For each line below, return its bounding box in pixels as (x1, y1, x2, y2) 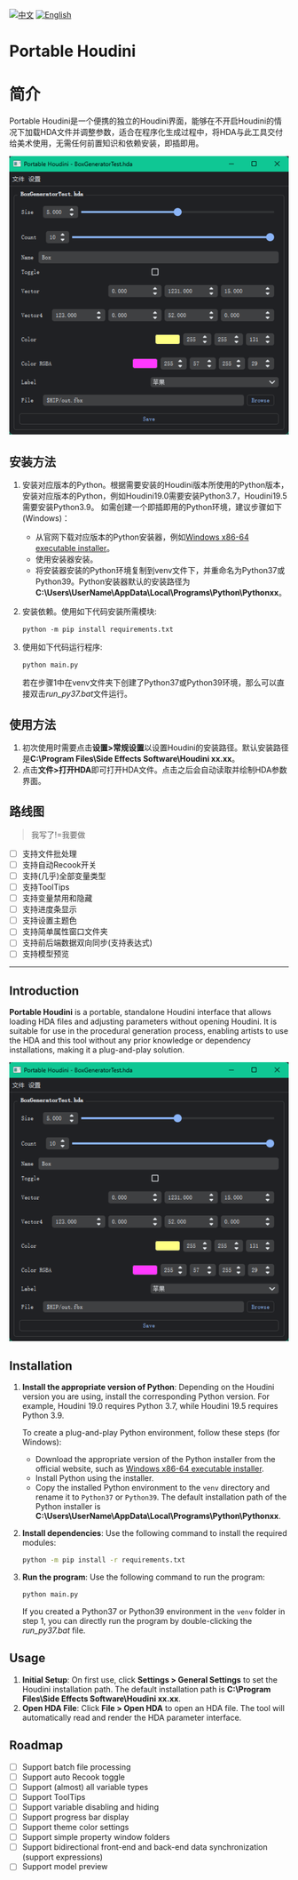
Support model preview (21, 1861, 108, 1872)
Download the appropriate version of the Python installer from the (35, 1454, 276, 1465)
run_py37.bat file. (21, 1625, 86, 1636)
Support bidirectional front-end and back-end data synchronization (21, 1842, 268, 1852)
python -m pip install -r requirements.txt (21, 1556, 186, 1564)
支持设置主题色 (21, 916, 77, 926)
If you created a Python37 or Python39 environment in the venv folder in (21, 1606, 286, 1617)
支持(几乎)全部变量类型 (21, 870, 106, 881)
